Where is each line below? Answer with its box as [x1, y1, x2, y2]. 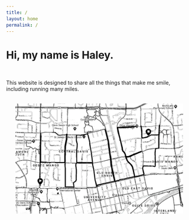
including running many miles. [6, 86, 79, 93]
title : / [6, 9, 28, 15]
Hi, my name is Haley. [6, 48, 114, 62]
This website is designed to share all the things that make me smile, [6, 79, 171, 86]
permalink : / [6, 22, 38, 28]
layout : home [6, 15, 38, 22]
